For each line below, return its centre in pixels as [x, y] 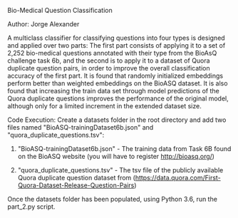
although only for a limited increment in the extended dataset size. [104, 106]
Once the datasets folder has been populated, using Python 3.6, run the [112, 199]
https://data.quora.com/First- [178, 178]
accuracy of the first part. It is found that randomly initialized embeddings [115, 76]
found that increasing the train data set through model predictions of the [113, 91]
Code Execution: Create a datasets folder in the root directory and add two [117, 120]
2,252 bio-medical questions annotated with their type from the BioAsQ [112, 53]
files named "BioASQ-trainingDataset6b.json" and [81, 127]
